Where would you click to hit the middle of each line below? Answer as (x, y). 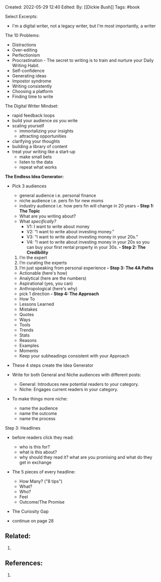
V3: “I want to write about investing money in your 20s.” (82, 237)
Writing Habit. (26, 66)
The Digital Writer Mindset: (32, 106)
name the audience (39, 408)
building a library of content (40, 146)
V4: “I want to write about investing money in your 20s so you (88, 242)
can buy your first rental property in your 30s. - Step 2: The (86, 247)
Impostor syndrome (32, 81)
